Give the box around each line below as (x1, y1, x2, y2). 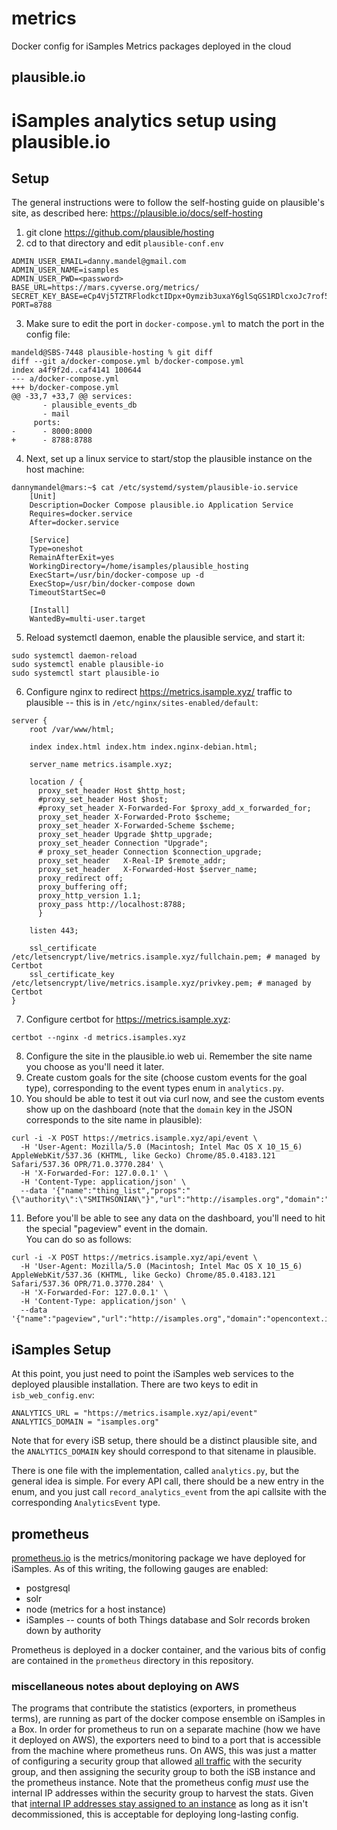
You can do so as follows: (25, 1233, 132, 1246)
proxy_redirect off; (37, 873, 124, 884)
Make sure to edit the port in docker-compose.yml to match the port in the (25, 318, 325, 330)
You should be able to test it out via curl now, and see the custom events (25, 1093, 325, 1105)
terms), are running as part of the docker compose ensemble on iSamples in (11, 1713, 326, 1725)
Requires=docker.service (29, 509, 133, 519)
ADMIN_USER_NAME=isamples (11, 265, 119, 276)
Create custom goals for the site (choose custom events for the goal (25, 1072, 308, 1084)
